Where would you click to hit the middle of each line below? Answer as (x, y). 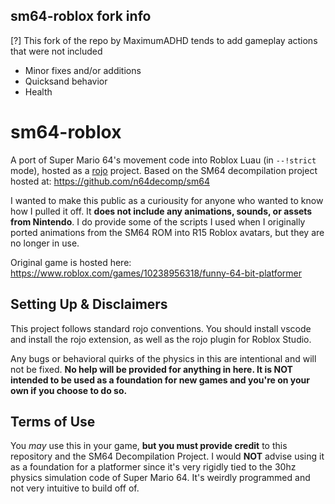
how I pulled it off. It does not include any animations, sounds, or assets (161, 211)
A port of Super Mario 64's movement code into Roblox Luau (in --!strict (163, 160)
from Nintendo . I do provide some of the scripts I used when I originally (158, 221)
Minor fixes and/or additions (83, 70)
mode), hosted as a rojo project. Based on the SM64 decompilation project (164, 170)
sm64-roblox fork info (81, 16)
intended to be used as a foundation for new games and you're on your (160, 380)
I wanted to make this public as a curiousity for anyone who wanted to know (167, 200)
